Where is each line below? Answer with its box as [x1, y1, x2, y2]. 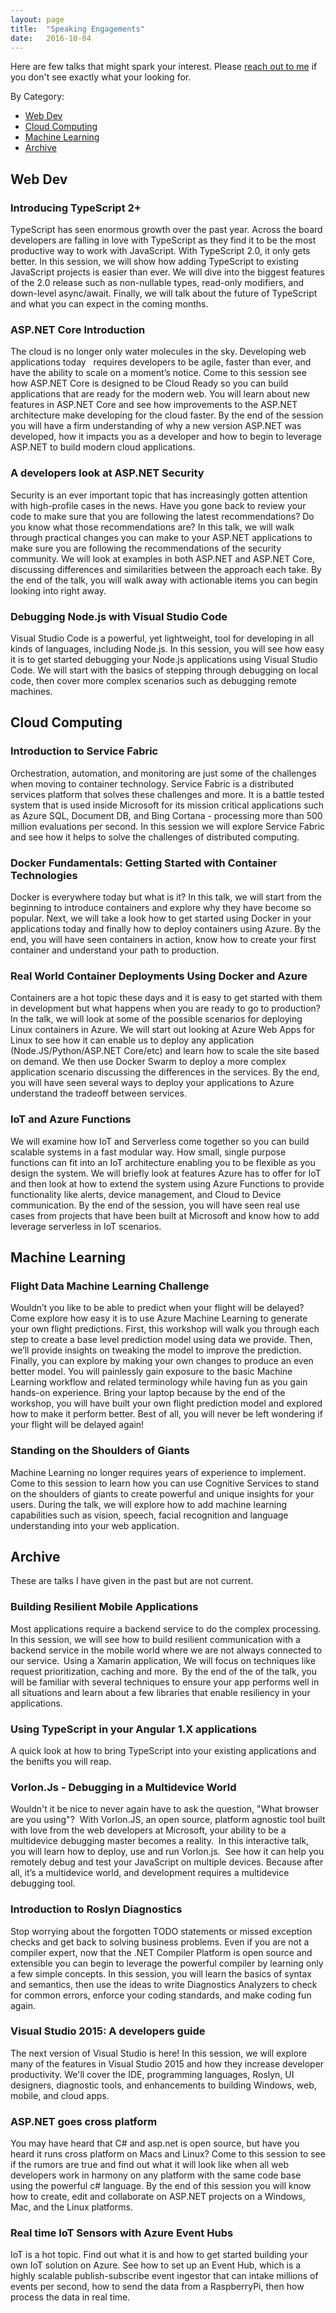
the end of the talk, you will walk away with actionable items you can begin [10, 574, 318, 586]
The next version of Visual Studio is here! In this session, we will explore [10, 2047, 308, 2059]
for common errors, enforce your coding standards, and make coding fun [10, 1989, 312, 2001]
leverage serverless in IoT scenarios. [10, 1220, 162, 1232]
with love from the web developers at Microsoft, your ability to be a [10, 1824, 287, 1836]
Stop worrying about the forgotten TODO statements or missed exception [10, 1925, 313, 1937]
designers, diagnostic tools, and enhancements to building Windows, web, [10, 2079, 317, 2091]
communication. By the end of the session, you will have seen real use [10, 1199, 300, 1211]
